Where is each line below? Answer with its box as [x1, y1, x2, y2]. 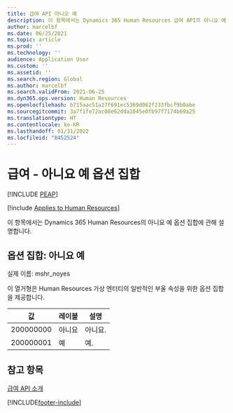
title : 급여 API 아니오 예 [7, 10, 77, 18]
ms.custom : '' [7, 62, 49, 69]
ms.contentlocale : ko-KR [7, 121, 80, 128]
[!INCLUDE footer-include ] [7, 398, 82, 407]
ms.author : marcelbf [7, 82, 68, 89]
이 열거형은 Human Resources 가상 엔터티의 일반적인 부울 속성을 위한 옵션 [7, 285, 211, 292]
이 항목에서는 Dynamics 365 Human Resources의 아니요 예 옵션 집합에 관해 [7, 218, 217, 226]
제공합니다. [14, 293, 45, 302]
